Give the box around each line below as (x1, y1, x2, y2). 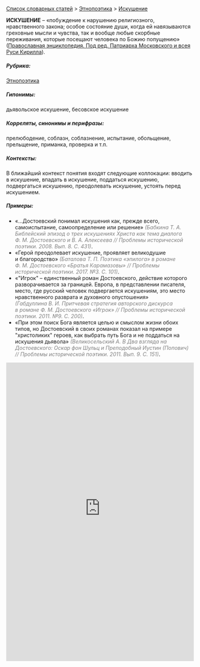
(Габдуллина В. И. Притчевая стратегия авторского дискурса (14, 300, 173, 307)
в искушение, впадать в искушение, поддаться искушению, (6, 176, 160, 183)
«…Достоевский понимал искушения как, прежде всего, (14, 217, 160, 225)
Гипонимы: (6, 91, 36, 98)
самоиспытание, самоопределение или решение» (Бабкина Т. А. (14, 223, 182, 230)
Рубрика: (6, 62, 31, 69)
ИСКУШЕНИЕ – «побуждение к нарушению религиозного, (6, 17, 155, 23)
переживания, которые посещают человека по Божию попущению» (6, 36, 180, 42)
